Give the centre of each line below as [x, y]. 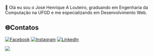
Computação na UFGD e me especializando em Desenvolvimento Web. [76, 13]
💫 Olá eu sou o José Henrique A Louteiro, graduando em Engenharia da [76, 7]
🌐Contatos [22, 28]
